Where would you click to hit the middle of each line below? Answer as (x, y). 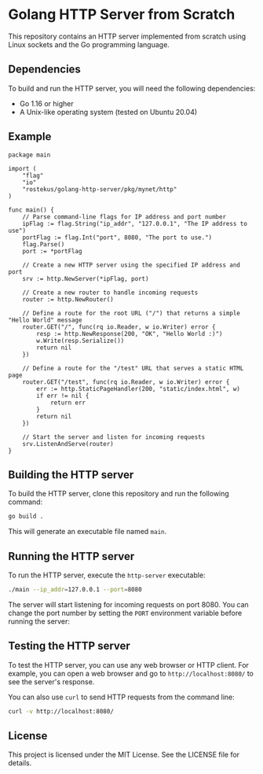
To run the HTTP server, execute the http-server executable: (107, 575)
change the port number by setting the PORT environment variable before (125, 613)
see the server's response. (51, 681)
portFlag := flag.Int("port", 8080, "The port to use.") (117, 238)
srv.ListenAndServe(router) (68, 444)
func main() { (31, 210)
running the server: (39, 621)
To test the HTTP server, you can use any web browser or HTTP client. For (129, 665)
